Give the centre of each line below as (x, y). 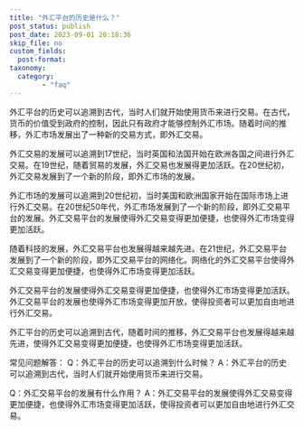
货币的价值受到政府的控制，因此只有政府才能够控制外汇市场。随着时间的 (144, 123)
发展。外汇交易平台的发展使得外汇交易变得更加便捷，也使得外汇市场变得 (160, 218)
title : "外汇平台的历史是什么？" (65, 18)
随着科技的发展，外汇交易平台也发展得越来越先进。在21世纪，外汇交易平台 (148, 248)
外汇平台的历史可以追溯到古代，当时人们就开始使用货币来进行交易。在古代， (152, 112)
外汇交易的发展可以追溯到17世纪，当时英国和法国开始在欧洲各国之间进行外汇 (152, 154)
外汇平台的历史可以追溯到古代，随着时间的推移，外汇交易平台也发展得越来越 (152, 331)
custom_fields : (38, 51)
